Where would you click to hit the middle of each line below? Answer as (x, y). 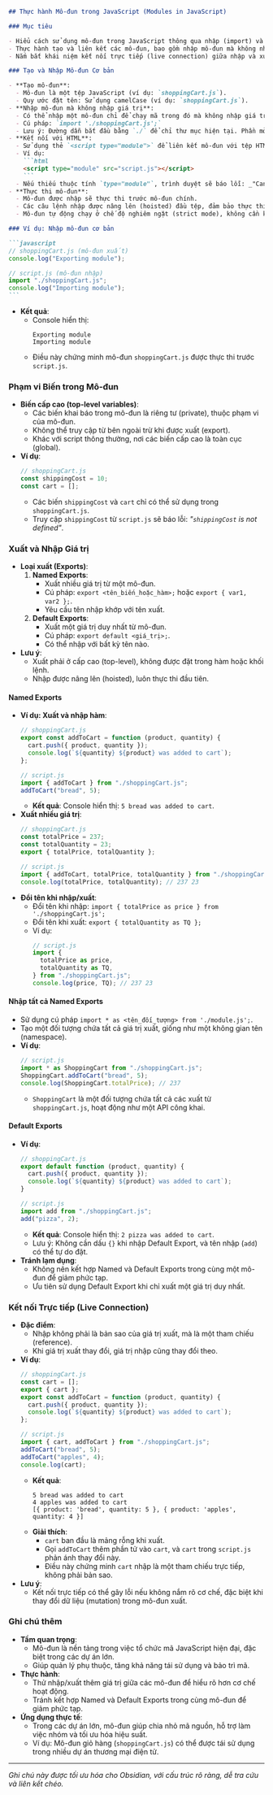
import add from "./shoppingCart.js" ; (86, 1211)
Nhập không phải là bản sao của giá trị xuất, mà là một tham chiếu (143, 1334)
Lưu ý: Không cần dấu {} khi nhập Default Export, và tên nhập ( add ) (145, 1243)
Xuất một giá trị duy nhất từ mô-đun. (105, 627)
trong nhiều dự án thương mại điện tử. (95, 1751)
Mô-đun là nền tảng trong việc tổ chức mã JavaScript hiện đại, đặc (144, 1648)
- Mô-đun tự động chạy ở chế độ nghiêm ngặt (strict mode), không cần (138, 214)
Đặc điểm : (38, 1325)
